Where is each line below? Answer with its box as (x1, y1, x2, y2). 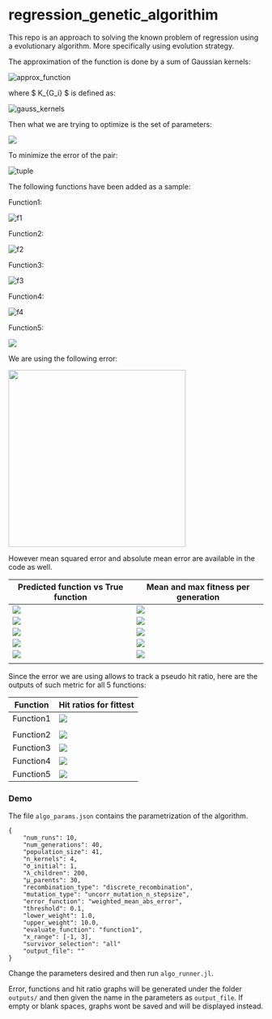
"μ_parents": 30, (23, 877, 82, 885)
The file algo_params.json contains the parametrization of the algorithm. (8, 811, 249, 821)
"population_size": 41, (23, 848, 104, 856)
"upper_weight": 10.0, (23, 919, 100, 928)
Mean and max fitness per (146, 581, 250, 592)
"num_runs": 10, (23, 834, 79, 843)
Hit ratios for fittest (58, 698, 135, 710)
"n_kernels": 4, (23, 856, 79, 864)
